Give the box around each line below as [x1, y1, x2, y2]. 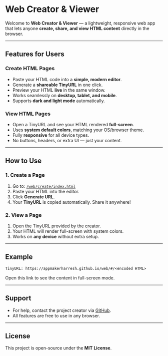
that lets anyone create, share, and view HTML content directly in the [5, 25, 149, 31]
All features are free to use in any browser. [12, 312, 100, 318]
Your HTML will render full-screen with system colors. [12, 228, 124, 234]
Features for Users [5, 50, 64, 59]
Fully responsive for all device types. [12, 132, 89, 138]
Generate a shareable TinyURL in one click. [12, 82, 103, 88]
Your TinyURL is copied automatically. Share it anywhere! [12, 199, 131, 205]
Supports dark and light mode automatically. [12, 98, 105, 104]
